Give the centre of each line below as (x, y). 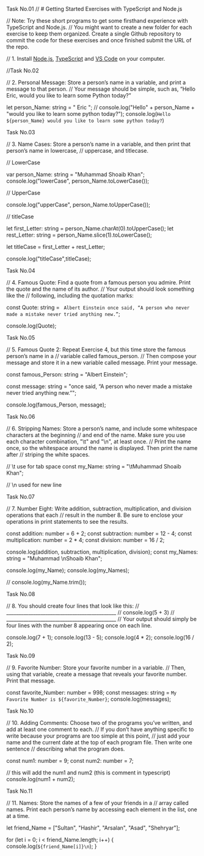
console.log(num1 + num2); (41, 779)
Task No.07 (20, 497)
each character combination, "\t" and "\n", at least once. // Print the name (99, 441)
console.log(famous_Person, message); (56, 405)
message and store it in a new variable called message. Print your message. (102, 362)
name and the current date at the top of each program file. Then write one (99, 742)
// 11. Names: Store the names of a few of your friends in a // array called (98, 803)
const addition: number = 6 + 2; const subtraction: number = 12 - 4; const (99, 533)
